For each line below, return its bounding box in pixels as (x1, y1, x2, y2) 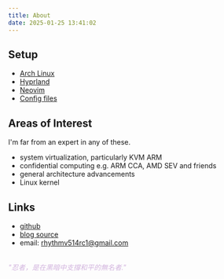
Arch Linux (19, 68, 55, 79)
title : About (8, 11, 51, 20)
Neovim (19, 86, 46, 95)
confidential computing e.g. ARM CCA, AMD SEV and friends (19, 161, 217, 171)
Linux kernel (19, 178, 61, 187)
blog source (19, 229, 59, 239)
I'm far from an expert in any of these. (8, 138, 131, 147)
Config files (19, 94, 57, 103)
